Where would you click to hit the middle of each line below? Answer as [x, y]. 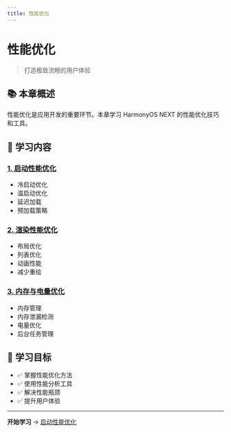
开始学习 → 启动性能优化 [42, 422]
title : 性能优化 [28, 13]
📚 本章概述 [31, 94]
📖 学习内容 [29, 147]
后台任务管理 [35, 334]
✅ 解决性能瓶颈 [38, 392]
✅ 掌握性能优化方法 [45, 375]
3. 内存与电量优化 [36, 292]
